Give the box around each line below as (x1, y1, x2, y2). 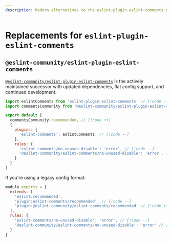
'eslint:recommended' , (14, 194, 63, 199)
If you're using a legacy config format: (5, 174, 86, 180)
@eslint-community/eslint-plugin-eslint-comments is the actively (5, 78, 143, 84)
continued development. (5, 89, 57, 95)
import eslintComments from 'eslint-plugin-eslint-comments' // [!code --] (5, 98, 170, 104)
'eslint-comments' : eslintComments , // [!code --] (18, 132, 130, 137)
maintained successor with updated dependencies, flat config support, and (5, 83, 164, 90)
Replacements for (5, 29, 83, 41)
